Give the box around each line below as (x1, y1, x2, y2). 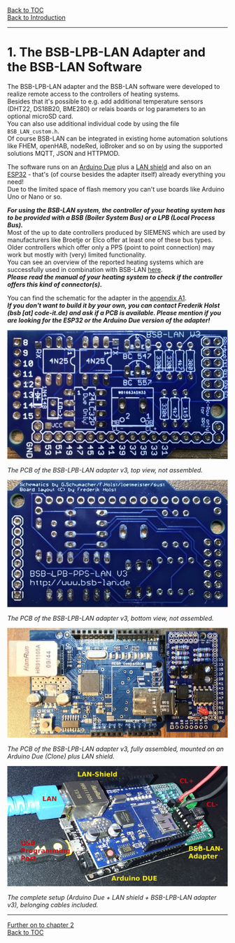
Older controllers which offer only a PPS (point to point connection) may (7, 243, 215, 251)
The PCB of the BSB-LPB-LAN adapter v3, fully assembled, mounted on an (7, 744, 224, 754)
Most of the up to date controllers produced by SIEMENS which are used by (7, 228, 226, 236)
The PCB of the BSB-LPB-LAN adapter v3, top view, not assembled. (7, 466, 203, 474)
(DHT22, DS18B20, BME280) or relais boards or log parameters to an (7, 104, 206, 113)
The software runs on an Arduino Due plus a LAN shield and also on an (7, 162, 211, 171)
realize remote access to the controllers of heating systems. (7, 89, 180, 98)
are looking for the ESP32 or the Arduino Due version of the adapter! (7, 316, 211, 324)
